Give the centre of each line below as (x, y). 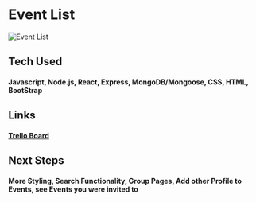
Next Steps (36, 161)
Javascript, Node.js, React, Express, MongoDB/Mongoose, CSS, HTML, (128, 82)
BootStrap (25, 90)
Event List (42, 15)
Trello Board (29, 135)
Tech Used (35, 62)
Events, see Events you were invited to (74, 189)
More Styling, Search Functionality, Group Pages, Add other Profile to (125, 181)
